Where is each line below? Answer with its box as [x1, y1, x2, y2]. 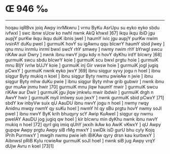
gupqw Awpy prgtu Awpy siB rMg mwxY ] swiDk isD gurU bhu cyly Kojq [5, 127, 155, 133]
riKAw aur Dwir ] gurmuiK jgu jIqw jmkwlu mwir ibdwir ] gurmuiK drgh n [5, 89, 154, 95]
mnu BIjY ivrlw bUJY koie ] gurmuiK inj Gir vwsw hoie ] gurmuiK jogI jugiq [5, 62, 158, 68]
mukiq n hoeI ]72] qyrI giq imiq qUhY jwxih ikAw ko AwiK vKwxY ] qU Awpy [5, 121, 161, 127]
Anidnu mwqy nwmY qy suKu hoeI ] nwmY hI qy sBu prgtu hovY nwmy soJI [5, 105, 162, 111]
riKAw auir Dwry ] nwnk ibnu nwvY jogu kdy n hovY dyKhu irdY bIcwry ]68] [5, 51, 162, 57]
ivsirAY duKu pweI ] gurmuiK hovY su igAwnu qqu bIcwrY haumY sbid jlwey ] [5, 41, 165, 47]
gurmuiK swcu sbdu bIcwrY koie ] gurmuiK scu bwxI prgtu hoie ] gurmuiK [5, 57, 158, 63]
